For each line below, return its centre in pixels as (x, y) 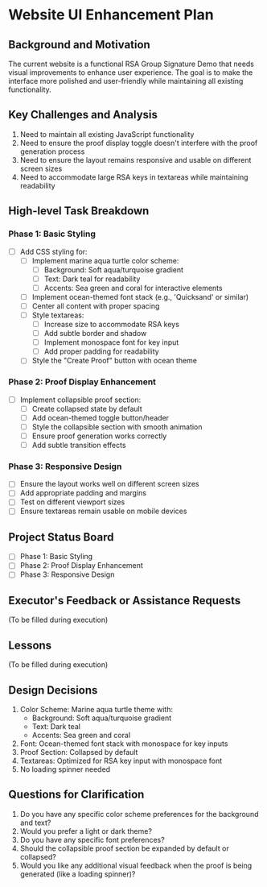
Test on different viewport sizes (72, 502)
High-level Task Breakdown (79, 211)
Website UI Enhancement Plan (111, 15)
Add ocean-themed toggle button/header (101, 417)
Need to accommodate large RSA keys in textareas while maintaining (134, 177)
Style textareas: (58, 315)
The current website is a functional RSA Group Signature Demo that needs (131, 64)
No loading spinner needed (65, 769)
